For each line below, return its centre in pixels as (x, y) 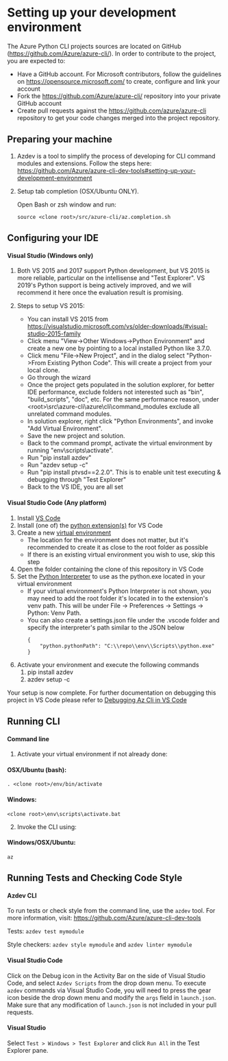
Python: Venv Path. (54, 613)
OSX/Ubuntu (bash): (37, 769)
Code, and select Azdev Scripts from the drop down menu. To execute (107, 983)
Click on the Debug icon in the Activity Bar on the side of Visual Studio (106, 975)
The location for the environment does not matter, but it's (108, 539)
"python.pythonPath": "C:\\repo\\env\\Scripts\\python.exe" (127, 646)
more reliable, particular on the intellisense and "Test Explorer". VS (111, 278)
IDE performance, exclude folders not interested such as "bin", (115, 392)
